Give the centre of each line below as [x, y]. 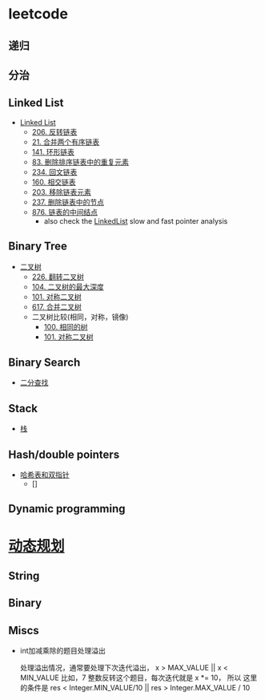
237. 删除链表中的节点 [68, 202]
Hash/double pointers [64, 454]
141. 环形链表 [53, 152]
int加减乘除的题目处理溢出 [63, 651]
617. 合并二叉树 [57, 306]
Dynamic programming [67, 509]
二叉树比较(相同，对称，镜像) [80, 317]
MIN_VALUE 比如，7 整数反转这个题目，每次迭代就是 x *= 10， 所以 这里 [139, 678]
